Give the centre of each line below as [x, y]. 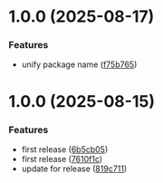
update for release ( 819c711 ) [74, 169]
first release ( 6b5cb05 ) [65, 149]
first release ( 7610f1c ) [62, 159]
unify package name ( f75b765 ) [79, 64]
